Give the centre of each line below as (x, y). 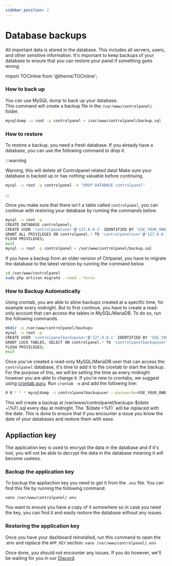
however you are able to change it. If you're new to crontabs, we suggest (82, 378)
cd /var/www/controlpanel (33, 273)
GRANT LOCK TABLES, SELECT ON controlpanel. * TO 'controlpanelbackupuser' (87, 342)
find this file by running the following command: (56, 489)
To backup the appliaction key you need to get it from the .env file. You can (84, 483)
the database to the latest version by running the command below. (75, 264)
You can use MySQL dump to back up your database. (62, 100)
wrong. (13, 66)
